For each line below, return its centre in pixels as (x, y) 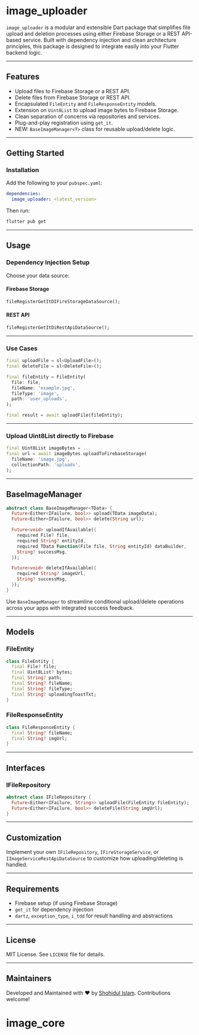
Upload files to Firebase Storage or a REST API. (72, 91)
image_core (36, 1023)
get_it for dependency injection (54, 910)
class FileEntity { (30, 661)
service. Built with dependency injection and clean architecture (99, 40)
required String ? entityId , (51, 541)
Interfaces (26, 768)
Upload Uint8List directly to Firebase (60, 436)
